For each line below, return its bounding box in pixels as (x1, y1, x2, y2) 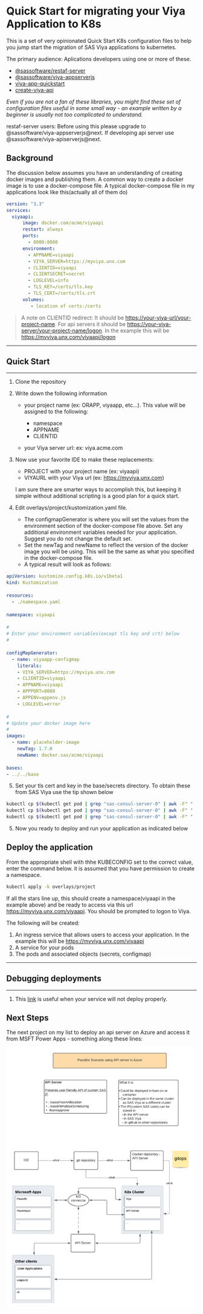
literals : (17, 663, 42, 669)
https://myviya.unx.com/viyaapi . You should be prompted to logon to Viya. (6, 907, 192, 915)
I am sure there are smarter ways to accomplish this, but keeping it (14, 486, 181, 493)
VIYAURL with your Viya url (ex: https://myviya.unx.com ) (24, 474, 164, 482)
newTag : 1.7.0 (17, 746, 53, 752)
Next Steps (6, 1013, 49, 1023)
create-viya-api (14, 86, 54, 93)
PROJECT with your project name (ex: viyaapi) (24, 468, 140, 475)
